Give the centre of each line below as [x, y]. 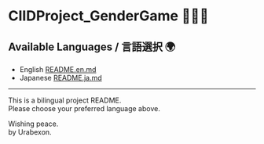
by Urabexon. [30, 132]
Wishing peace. [33, 124]
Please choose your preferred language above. [84, 108]
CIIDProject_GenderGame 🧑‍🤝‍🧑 [109, 16]
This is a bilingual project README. [65, 100]
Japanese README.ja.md [60, 78]
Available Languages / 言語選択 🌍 [92, 47]
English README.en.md [58, 69]
